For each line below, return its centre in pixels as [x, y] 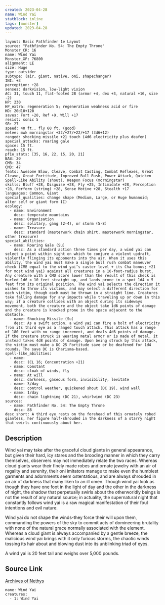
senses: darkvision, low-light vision [45, 90]
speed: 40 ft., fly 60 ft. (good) [41, 128]
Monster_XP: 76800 [24, 59]
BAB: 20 [13, 159]
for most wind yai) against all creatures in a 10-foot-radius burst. [79, 271]
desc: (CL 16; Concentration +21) [49, 362]
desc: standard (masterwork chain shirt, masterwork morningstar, [84, 232]
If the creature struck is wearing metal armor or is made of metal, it [82, 336]
